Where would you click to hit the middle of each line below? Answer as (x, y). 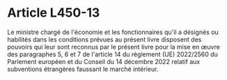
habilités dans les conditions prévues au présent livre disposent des (104, 39)
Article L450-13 (54, 13)
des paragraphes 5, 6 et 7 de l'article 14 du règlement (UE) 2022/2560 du (112, 54)
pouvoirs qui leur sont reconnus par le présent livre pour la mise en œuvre (114, 47)
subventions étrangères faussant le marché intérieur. (83, 69)
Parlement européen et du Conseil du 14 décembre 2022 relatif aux (104, 61)
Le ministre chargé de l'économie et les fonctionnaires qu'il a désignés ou (113, 32)
